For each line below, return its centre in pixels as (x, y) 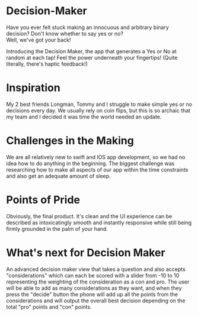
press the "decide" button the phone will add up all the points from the (92, 294)
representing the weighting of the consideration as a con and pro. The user (98, 282)
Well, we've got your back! (39, 40)
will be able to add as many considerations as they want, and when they (94, 288)
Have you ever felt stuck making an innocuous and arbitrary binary (87, 27)
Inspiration (33, 88)
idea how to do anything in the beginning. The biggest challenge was (90, 163)
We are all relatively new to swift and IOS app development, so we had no (96, 157)
